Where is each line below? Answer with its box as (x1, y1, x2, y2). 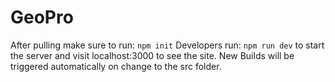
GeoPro (10, 6, 74, 29)
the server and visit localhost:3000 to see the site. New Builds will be (10, 49, 295, 61)
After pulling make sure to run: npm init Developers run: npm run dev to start (10, 39, 325, 51)
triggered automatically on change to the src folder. (10, 60, 222, 72)
